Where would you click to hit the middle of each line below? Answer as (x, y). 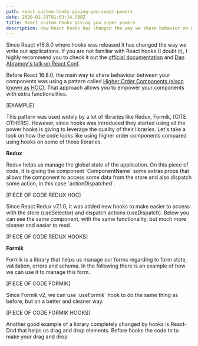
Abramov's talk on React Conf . (43, 64)
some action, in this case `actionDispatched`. (61, 184)
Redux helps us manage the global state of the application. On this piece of (97, 165)
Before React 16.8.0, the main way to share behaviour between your (88, 75)
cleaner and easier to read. (39, 226)
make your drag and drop (37, 337)
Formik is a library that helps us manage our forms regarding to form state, (97, 260)
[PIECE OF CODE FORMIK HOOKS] (48, 313)
